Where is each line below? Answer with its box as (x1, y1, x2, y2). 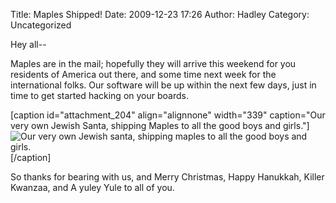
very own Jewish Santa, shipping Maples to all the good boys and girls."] (10, 120, 310, 131)
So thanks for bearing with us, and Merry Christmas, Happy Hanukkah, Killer (10, 171, 325, 183)
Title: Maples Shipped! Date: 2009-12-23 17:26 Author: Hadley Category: (10, 9, 310, 20)
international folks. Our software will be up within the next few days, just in (10, 79, 317, 91)
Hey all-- (10, 39, 47, 50)
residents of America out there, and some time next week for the (10, 69, 277, 80)
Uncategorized (10, 19, 72, 31)
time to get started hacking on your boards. (10, 90, 189, 101)
